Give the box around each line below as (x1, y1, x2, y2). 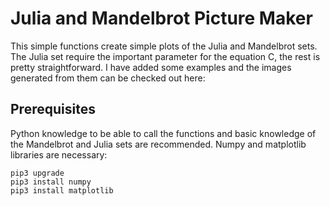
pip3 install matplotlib (10, 185, 114, 196)
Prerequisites (10, 101, 96, 118)
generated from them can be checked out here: (10, 72, 206, 84)
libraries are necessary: (10, 148, 108, 161)
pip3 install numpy (10, 177, 92, 187)
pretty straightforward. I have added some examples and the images (10, 61, 292, 73)
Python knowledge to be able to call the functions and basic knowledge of (10, 127, 317, 139)
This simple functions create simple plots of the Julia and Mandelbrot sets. (10, 40, 318, 52)
